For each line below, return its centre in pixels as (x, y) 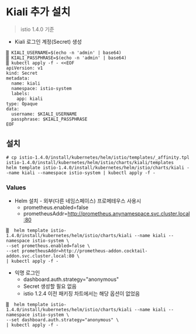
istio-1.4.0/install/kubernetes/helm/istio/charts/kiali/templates (90, 162)
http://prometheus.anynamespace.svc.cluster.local (129, 214)
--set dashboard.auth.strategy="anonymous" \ (62, 320)
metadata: (18, 78)
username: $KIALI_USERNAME (44, 114)
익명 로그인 (27, 273)
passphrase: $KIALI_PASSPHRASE (49, 119)
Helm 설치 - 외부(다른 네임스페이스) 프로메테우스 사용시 (78, 201)
